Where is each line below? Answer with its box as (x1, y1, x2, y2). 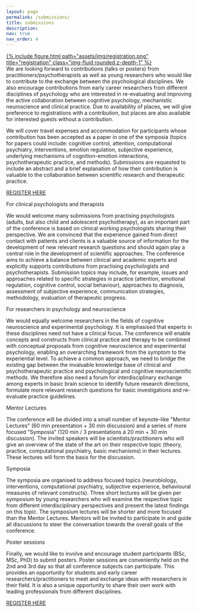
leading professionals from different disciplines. (6, 588, 123, 595)
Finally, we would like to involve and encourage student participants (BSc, (6, 550, 187, 557)
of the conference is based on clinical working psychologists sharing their (6, 225, 187, 232)
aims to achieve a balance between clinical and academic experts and (6, 256, 177, 263)
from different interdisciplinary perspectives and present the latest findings (6, 502, 189, 509)
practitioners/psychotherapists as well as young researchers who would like (6, 72, 192, 78)
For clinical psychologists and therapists (6, 201, 105, 208)
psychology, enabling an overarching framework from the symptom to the (6, 348, 186, 356)
